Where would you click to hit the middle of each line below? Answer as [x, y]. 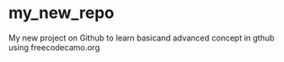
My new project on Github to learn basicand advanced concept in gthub [142, 38]
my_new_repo [62, 13]
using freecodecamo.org [54, 47]
